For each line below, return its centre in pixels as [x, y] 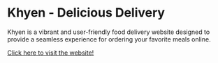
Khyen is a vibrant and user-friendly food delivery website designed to [109, 32]
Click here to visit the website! [51, 53]
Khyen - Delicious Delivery [86, 13]
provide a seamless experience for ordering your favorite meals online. [109, 39]
